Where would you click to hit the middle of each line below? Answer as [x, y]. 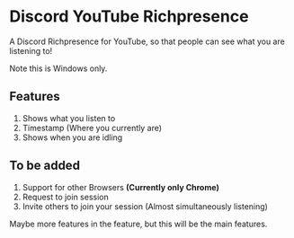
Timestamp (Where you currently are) [92, 128]
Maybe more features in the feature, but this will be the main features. [138, 224]
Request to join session [66, 197]
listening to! [31, 50]
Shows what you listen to [69, 118]
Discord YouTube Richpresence [129, 17]
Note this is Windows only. [58, 68]
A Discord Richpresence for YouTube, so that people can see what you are [147, 41]
